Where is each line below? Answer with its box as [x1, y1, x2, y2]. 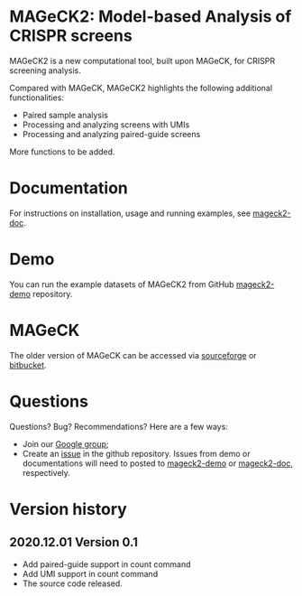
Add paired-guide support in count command [22, 558, 191, 570]
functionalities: [9, 92, 65, 103]
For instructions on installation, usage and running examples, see [9, 208, 251, 219]
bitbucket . [9, 359, 47, 370]
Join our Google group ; [22, 438, 110, 449]
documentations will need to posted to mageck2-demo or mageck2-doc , [22, 458, 293, 469]
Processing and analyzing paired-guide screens [22, 128, 201, 139]
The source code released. [22, 578, 124, 589]
